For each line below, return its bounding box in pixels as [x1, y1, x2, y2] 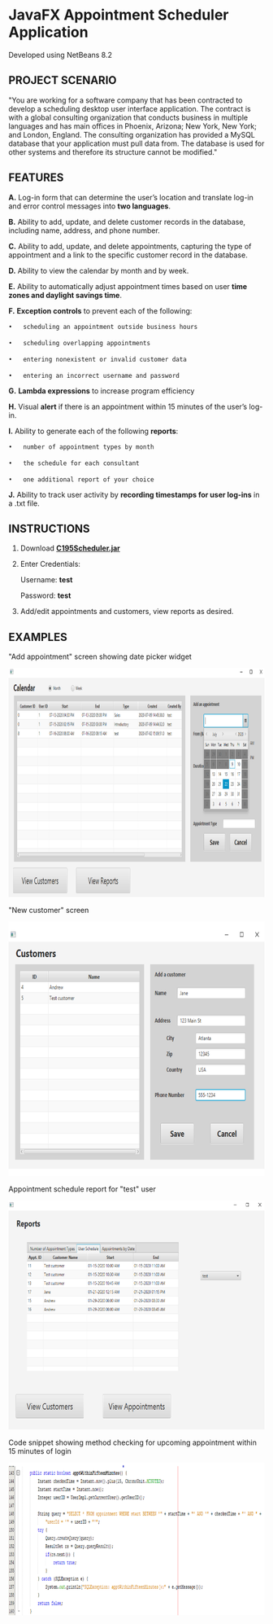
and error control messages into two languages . [8, 201, 171, 211]
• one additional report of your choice [8, 475, 154, 484]
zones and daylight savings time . [8, 290, 123, 300]
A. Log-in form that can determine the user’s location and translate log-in [8, 192, 253, 202]
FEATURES [8, 171, 64, 185]
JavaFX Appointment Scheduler [8, 6, 229, 24]
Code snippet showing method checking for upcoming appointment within [8, 1437, 258, 1447]
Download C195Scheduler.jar [19, 543, 120, 553]
